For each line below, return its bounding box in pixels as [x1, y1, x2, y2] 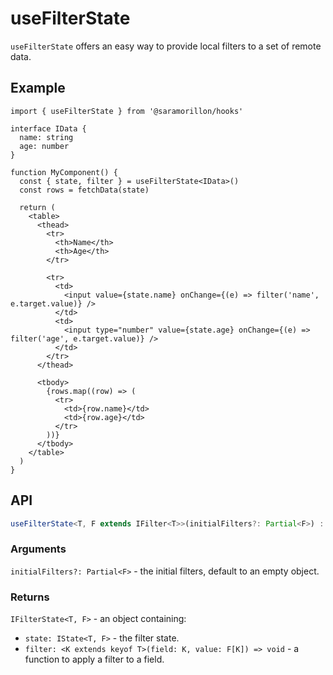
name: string [19, 132, 74, 142]
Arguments [10, 542, 67, 556]
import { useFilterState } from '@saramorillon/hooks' [10, 106, 244, 116]
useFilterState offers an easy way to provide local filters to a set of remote [10, 40, 322, 52]
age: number [19, 141, 70, 151]
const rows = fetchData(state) [19, 185, 150, 195]
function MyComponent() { [10, 167, 118, 177]
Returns [10, 590, 50, 604]
